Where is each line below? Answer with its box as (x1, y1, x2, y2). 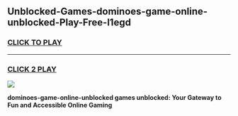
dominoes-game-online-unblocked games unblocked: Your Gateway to (7, 93, 222, 101)
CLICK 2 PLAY (7, 64, 57, 74)
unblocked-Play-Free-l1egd (7, 17, 131, 29)
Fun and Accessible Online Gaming (7, 101, 113, 109)
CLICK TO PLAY (7, 38, 62, 48)
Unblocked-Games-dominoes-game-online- (7, 6, 208, 18)
